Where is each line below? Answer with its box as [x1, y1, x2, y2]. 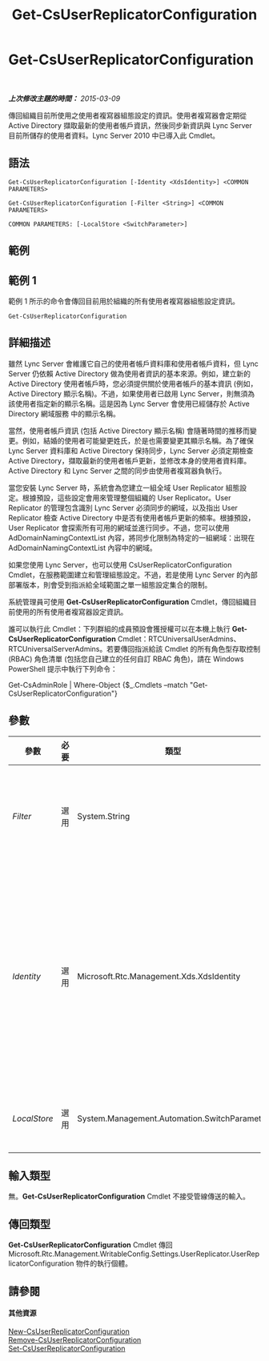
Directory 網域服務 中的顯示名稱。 [8, 408, 120, 418]
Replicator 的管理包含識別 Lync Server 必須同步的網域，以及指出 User [8, 503, 239, 512]
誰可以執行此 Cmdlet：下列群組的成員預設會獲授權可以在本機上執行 [8, 624, 231, 633]
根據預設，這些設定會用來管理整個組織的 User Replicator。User [22, 492, 231, 502]
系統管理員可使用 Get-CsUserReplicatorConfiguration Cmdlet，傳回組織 [8, 596, 251, 606]
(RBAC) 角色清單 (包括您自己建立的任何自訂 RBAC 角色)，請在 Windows [8, 654, 244, 664]
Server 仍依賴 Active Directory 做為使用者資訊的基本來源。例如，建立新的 [8, 368, 251, 378]
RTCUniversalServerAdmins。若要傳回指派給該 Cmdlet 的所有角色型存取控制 [8, 644, 261, 653]
